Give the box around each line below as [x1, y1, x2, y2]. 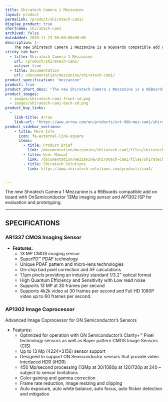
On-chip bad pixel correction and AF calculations [19, 267, 121, 273]
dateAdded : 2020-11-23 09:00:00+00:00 [5, 36, 86, 41]
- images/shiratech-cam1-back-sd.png [9, 101, 88, 106]
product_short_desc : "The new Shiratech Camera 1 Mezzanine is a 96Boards [5, 86, 164, 92]
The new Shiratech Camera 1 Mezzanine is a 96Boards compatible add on [5, 189, 157, 195]
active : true [14, 63, 41, 68]
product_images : [5, 91, 39, 96]
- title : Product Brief [23, 143, 72, 148]
